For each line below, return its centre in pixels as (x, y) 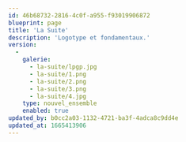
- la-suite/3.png (58, 89)
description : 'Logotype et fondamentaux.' (79, 37)
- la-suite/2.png (58, 81)
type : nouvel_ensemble (60, 103)
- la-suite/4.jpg (58, 96)
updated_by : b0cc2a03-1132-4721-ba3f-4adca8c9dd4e (93, 118)
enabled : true (46, 111)
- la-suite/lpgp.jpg (63, 67)
